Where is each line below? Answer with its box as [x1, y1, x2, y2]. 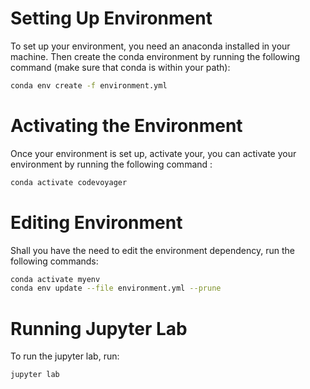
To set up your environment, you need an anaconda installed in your [10, 40, 291, 52]
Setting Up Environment [10, 7, 213, 30]
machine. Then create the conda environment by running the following [10, 50, 301, 62]
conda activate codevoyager [10, 177, 128, 187]
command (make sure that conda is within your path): [10, 61, 231, 73]
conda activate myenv [10, 274, 101, 284]
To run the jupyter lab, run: [10, 350, 120, 362]
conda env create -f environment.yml [10, 80, 168, 91]
